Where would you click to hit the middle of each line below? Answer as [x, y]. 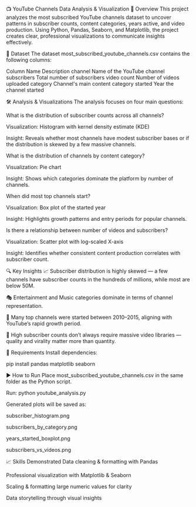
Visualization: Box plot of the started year [56, 207]
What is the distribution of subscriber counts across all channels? [85, 115]
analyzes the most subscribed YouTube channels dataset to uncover [89, 17]
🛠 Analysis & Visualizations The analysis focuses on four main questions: [95, 102]
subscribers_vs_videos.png [39, 450]
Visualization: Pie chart [34, 167]
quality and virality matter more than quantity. [61, 341]
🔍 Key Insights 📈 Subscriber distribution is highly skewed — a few [87, 271]
